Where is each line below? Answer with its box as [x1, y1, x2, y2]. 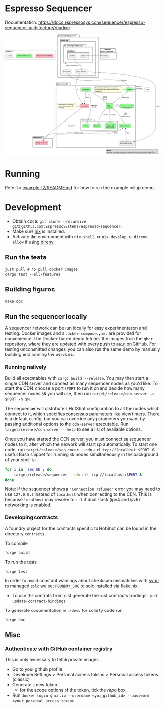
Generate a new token [12, 682, 58, 688]
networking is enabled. [5, 502, 52, 508]
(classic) [12, 676, 30, 682]
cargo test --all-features [5, 272, 61, 277]
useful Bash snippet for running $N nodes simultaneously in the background [5, 451, 159, 457]
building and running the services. [5, 352, 75, 357]
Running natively [5, 364, 47, 371]
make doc [5, 299, 23, 304]
